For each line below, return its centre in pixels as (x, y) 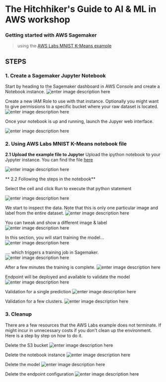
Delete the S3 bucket (27, 345)
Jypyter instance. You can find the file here (49, 160)
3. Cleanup (19, 314)
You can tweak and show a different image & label (56, 223)
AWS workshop (38, 20)
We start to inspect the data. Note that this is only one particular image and (82, 208)
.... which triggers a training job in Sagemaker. (52, 252)
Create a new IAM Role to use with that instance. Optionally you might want (82, 101)
